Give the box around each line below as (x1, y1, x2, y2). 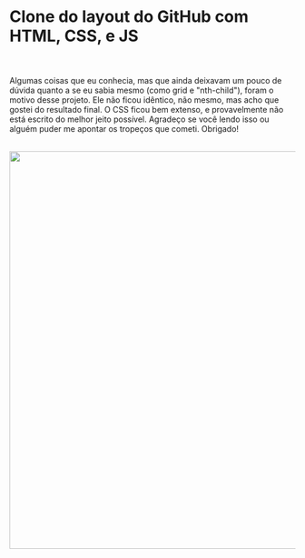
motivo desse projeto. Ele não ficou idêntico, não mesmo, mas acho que (9, 94, 280, 105)
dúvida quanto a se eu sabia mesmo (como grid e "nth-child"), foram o (9, 85, 274, 95)
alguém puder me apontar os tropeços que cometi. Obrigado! (9, 123, 239, 134)
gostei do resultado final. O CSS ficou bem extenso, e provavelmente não (9, 104, 284, 115)
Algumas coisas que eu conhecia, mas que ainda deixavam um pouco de (9, 75, 282, 85)
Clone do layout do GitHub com (9, 6, 250, 27)
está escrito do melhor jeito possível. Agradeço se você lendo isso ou (9, 114, 270, 125)
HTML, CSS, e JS (9, 25, 139, 46)
